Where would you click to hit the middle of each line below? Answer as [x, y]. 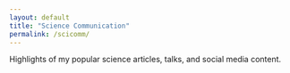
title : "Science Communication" [69, 26]
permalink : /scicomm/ [50, 34]
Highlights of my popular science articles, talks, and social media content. [145, 60]
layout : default [39, 17]
